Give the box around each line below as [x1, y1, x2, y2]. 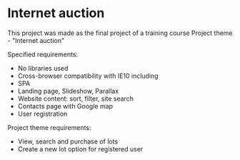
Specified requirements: [7, 50, 79, 59]
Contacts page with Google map [17, 101, 113, 110]
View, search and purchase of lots [17, 137, 119, 146]
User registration [17, 109, 68, 118]
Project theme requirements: [7, 123, 91, 131]
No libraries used [17, 64, 69, 72]
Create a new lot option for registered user [17, 144, 144, 153]
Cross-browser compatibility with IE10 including [17, 71, 159, 80]
